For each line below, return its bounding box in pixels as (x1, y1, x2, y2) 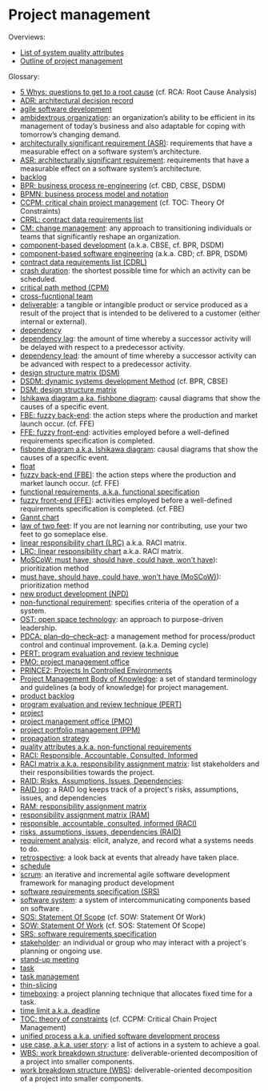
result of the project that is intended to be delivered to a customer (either (19, 308, 260, 318)
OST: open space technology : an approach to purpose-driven (19, 614, 224, 624)
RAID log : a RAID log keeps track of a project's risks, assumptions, (19, 784, 239, 794)
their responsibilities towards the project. (19, 767, 155, 777)
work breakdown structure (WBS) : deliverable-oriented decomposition (19, 1065, 253, 1074)
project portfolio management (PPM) (19, 724, 141, 734)
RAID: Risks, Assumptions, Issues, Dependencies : (19, 776, 184, 785)
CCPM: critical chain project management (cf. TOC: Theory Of (19, 198, 225, 207)
